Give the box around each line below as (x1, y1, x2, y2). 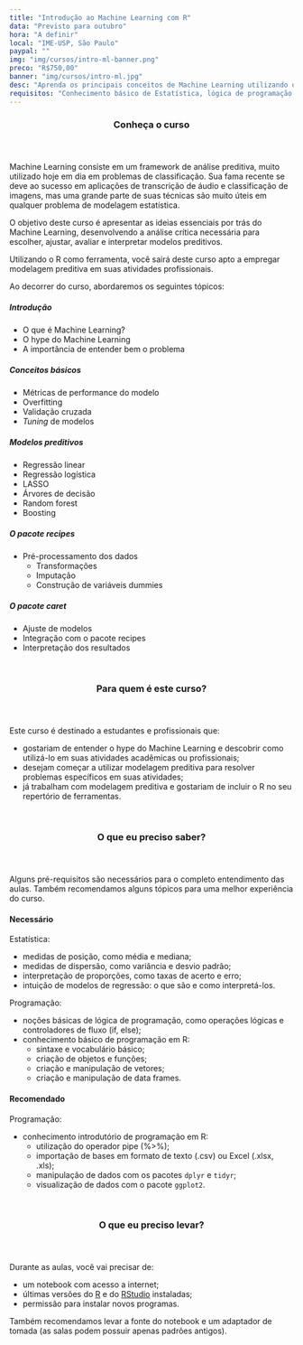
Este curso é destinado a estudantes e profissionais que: (9, 725, 220, 736)
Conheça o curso (113, 118, 190, 131)
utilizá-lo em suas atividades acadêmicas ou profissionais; (22, 752, 240, 763)
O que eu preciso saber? (96, 831, 207, 844)
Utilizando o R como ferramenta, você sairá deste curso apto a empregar (9, 254, 280, 265)
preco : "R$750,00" (9, 64, 78, 73)
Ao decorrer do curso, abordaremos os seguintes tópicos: (9, 281, 225, 292)
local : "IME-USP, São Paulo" (9, 38, 119, 48)
